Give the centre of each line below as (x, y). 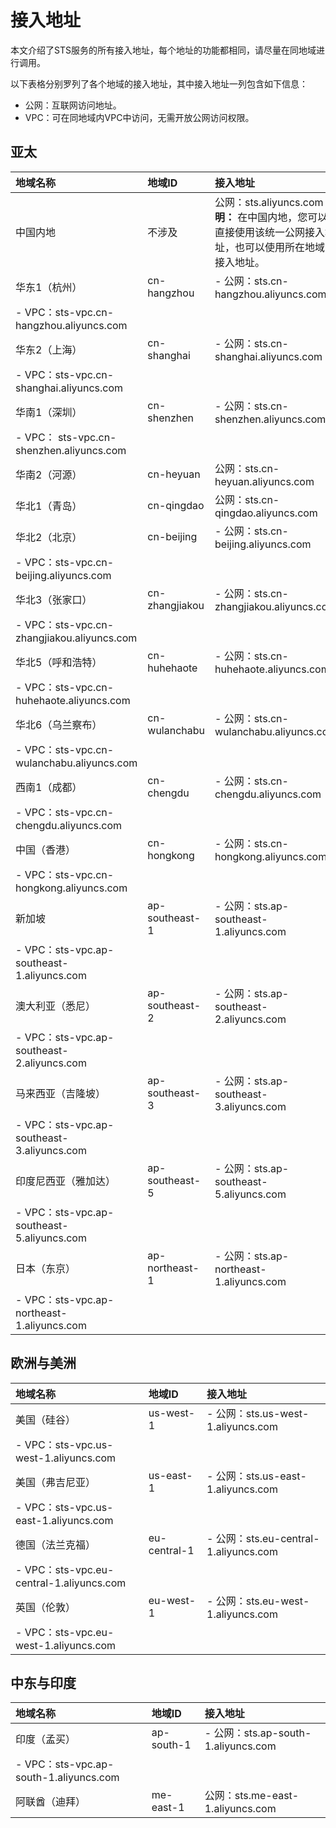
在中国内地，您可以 (282, 217)
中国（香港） (46, 849)
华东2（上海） (49, 349)
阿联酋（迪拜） (51, 1802)
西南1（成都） (49, 787)
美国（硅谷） (46, 1419)
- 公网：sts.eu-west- (258, 1601)
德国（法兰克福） (56, 1544)
